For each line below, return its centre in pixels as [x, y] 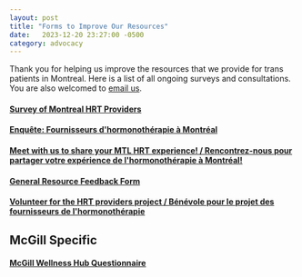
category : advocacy [46, 43]
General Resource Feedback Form [75, 181]
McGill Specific [53, 240]
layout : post [34, 18]
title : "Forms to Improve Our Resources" [89, 26]
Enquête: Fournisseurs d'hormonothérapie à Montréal [114, 130]
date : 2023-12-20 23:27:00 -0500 [77, 35]
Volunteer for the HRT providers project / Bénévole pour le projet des [142, 202]
